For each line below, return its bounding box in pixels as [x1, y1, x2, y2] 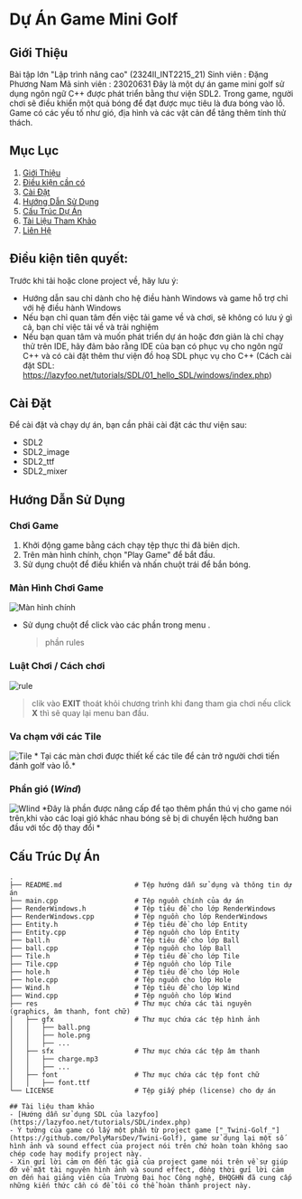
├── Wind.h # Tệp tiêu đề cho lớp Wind [9, 984, 241, 993]
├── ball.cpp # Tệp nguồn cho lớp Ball [9, 944, 232, 953]
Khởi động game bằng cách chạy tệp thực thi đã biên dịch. [22, 540, 241, 551]
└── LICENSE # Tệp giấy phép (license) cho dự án [9, 1086, 277, 1096]
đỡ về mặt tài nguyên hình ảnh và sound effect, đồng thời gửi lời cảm [9, 1166, 284, 1175]
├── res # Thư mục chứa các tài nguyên [9, 999, 252, 1008]
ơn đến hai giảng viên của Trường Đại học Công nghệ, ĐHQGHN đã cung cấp [9, 1174, 293, 1183]
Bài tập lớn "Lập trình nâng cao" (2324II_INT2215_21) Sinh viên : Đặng [9, 69, 269, 80]
